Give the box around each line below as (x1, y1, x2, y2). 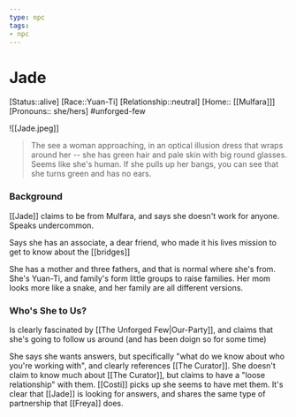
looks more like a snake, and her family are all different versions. (9, 282, 244, 292)
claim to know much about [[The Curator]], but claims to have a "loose (9, 369, 266, 380)
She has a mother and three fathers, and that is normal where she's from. (9, 263, 277, 274)
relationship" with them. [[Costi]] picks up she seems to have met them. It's (9, 379, 284, 390)
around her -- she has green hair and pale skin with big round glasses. (30, 149, 287, 160)
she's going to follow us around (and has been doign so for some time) (9, 333, 267, 345)
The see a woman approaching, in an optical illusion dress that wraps (30, 140, 284, 151)
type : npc (9, 12, 46, 22)
